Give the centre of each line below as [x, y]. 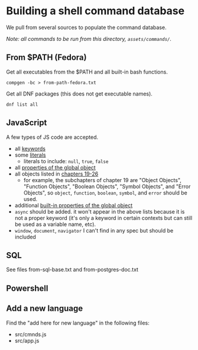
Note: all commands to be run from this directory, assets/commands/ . [89, 39]
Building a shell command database [95, 11]
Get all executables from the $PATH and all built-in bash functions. [87, 72]
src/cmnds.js [30, 334]
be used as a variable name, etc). [55, 224]
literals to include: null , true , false [66, 161]
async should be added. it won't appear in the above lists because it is [100, 211]
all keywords [30, 148]
